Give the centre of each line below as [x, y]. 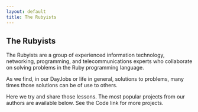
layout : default [26, 11]
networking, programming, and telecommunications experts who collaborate [99, 61]
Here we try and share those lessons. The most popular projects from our [95, 97]
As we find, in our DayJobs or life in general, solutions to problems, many [95, 79]
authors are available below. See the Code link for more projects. [85, 103]
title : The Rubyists [32, 17]
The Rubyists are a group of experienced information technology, [85, 55]
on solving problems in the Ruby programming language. [75, 68]
